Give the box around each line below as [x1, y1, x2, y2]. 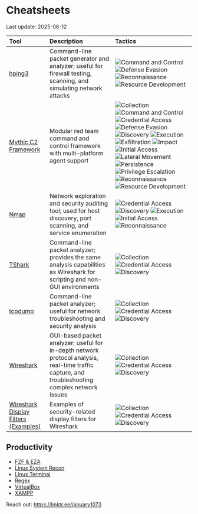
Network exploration [49, 191, 106, 200]
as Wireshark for [49, 268, 95, 276]
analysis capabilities [49, 261, 105, 269]
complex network [49, 383, 98, 391]
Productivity [6, 443, 53, 453]
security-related [49, 407, 95, 415]
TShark [9, 261, 29, 269]
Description [49, 37, 84, 45]
